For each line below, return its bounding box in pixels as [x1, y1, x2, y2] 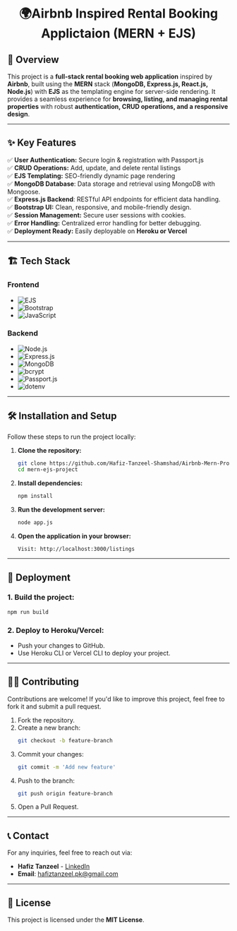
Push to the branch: [17, 776, 75, 785]
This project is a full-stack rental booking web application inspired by [7, 72, 213, 81]
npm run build [7, 608, 49, 615]
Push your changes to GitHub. [17, 641, 106, 650]
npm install [17, 492, 53, 500]
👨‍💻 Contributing [7, 676, 80, 688]
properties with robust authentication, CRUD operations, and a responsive [7, 102, 229, 110]
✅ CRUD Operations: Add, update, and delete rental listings [7, 163, 181, 172]
